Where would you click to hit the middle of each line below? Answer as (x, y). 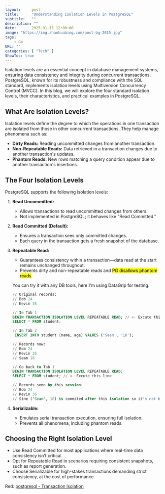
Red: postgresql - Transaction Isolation (44, 486)
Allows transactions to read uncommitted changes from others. (83, 211)
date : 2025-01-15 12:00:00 (39, 28)
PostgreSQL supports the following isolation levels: (57, 192)
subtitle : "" (21, 19)
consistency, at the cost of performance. (53, 477)
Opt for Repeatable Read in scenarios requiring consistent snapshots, (83, 461)
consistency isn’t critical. (37, 456)
